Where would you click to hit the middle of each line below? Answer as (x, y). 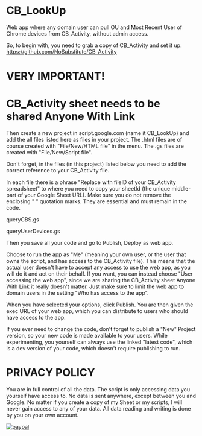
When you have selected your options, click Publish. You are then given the (100, 305)
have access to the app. (36, 318)
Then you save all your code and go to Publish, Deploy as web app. (90, 243)
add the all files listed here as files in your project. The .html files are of (94, 140)
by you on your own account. (43, 415)
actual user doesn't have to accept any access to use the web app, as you (99, 267)
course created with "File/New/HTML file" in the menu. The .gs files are (95, 146)
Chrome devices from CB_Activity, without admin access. (77, 33)
